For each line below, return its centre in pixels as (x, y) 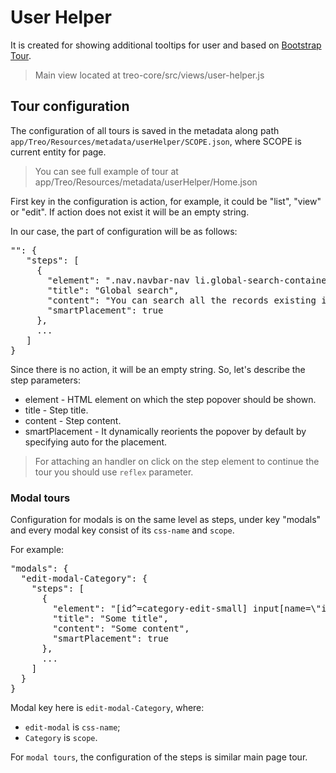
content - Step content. (73, 420)
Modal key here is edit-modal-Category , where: (107, 708)
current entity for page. (58, 152)
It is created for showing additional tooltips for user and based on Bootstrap (166, 45)
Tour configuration (70, 106)
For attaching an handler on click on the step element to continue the (177, 461)
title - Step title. (56, 410)
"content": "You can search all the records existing (182, 300)
